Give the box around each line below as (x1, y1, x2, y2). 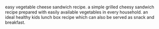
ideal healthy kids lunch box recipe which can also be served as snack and (5, 14, 155, 20)
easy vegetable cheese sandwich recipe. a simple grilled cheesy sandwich (5, 4, 154, 10)
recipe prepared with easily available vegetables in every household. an (5, 9, 148, 15)
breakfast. (5, 19, 26, 25)
